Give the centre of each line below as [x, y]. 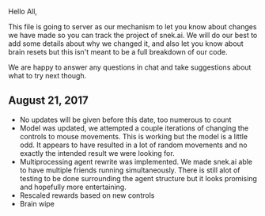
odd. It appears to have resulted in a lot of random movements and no [133, 145]
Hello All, [23, 11]
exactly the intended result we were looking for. [97, 153]
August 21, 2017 [48, 101]
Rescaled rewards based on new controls [87, 195]
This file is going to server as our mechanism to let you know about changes [132, 27]
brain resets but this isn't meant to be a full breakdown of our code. [118, 52]
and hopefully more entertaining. [73, 187]
